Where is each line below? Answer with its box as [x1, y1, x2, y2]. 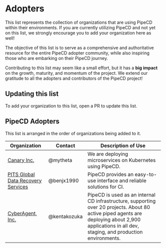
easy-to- [134, 171, 157, 178]
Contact [56, 142, 76, 149]
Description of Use [100, 142, 146, 149]
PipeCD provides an [87, 171, 134, 178]
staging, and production [87, 228, 143, 235]
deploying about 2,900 [87, 216, 141, 223]
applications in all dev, [87, 222, 139, 229]
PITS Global [7, 171, 35, 178]
